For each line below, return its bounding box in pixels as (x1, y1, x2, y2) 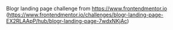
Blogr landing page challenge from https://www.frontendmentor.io (6, 5, 168, 12)
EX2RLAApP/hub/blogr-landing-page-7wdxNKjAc (6, 18, 127, 24)
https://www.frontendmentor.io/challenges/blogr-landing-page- (8, 11, 164, 18)
